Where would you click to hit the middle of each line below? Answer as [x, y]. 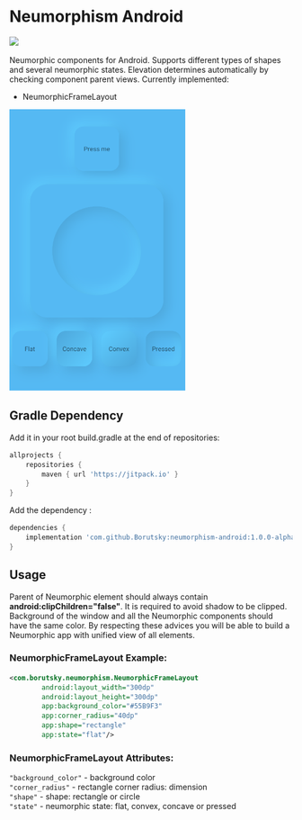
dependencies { [38, 528]
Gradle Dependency [67, 416]
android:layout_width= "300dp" [98, 687]
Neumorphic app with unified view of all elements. [102, 635]
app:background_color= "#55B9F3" [102, 707]
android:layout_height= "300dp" [100, 697]
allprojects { [36, 455]
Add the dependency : [51, 510]
